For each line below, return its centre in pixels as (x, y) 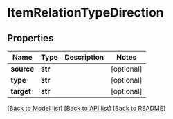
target (21, 91)
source (22, 69)
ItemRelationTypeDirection (85, 13)
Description (84, 57)
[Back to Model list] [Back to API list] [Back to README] (86, 108)
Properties (30, 38)
